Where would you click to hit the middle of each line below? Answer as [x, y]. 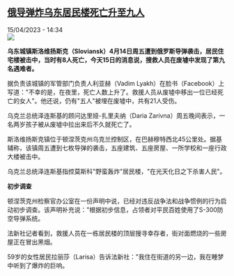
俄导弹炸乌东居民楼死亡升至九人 [76, 13]
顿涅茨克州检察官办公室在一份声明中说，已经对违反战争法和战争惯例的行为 [114, 201]
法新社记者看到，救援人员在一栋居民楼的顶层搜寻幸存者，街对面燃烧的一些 [114, 233]
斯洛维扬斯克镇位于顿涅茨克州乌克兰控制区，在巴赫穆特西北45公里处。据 [112, 139]
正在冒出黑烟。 [34, 242]
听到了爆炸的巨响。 [40, 265]
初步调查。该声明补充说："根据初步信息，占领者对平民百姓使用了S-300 [115, 209]
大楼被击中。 [25, 156]
